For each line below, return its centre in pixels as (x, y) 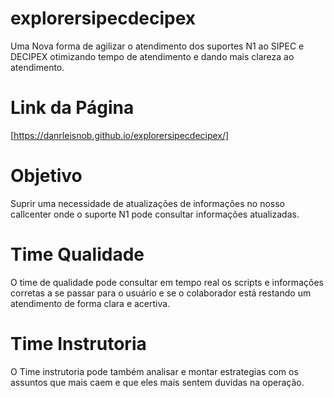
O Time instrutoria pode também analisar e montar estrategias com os (154, 371)
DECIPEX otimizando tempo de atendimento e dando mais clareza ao (152, 56)
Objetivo (46, 176)
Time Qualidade (77, 254)
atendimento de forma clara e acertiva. (90, 303)
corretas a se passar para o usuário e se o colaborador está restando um (161, 293)
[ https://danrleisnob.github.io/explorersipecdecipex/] (120, 135)
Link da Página (72, 108)
